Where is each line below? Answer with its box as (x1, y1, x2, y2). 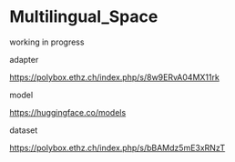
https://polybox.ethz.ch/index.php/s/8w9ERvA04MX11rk (9, 71, 220, 83)
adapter (9, 54, 39, 65)
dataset (9, 125, 38, 136)
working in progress (9, 36, 85, 47)
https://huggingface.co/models (9, 106, 127, 117)
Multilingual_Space (9, 6, 158, 27)
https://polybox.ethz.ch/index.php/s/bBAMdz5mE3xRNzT (9, 142, 226, 153)
